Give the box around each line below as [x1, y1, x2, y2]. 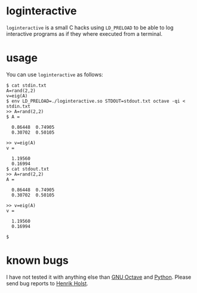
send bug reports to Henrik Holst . [6, 279, 88, 287]
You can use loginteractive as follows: [6, 70, 103, 78]
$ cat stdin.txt [6, 82, 47, 88]
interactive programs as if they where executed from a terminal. [6, 30, 163, 37]
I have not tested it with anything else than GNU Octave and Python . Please [6, 273, 192, 280]
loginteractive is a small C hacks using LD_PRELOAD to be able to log [6, 24, 174, 31]
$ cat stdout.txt [6, 166, 50, 172]
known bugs [6, 254, 69, 267]
